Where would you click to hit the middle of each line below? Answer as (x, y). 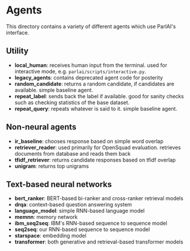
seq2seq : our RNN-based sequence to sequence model (82, 229)
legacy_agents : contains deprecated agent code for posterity (89, 77)
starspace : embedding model (50, 236)
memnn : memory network (46, 217)
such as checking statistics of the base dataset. (72, 102)
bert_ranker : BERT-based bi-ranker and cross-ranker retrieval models (99, 198)
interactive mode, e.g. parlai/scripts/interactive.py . (80, 71)
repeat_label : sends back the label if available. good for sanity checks (99, 96)
